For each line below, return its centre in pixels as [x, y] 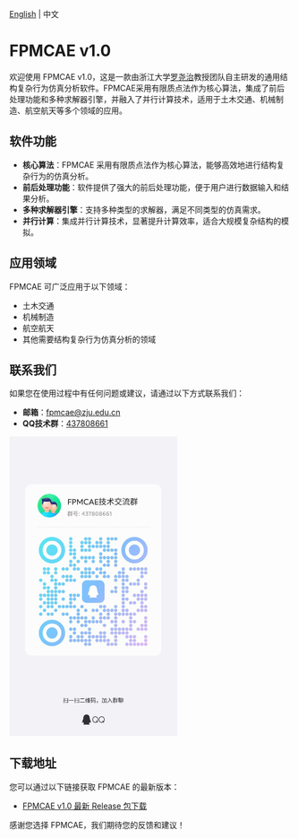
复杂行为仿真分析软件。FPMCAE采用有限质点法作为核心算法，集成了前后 [150, 88]
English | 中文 [34, 14]
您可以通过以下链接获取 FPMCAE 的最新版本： [94, 787]
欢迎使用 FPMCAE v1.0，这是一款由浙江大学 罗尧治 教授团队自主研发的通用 [145, 76]
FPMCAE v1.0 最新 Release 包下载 [85, 806]
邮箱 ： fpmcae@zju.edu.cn [71, 413]
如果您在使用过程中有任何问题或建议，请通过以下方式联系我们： [127, 393]
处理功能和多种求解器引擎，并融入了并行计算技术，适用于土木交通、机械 [142, 99]
